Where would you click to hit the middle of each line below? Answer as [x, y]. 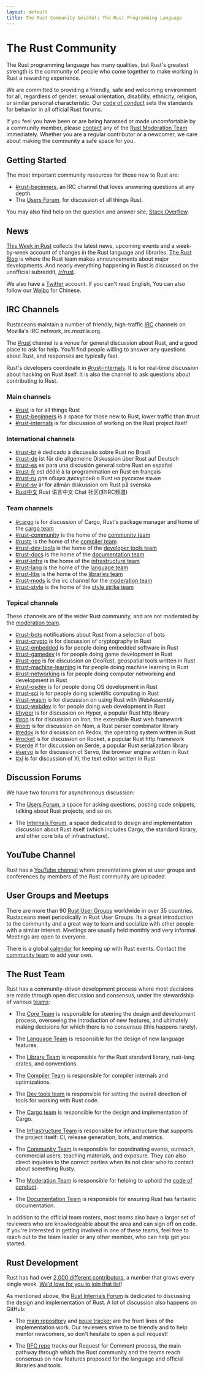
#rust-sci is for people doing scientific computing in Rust [87, 693]
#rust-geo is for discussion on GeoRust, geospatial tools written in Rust [105, 661]
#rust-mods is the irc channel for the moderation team [84, 580]
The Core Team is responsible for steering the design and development [105, 1014]
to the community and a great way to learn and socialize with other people [100, 923]
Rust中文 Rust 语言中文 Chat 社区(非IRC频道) [71, 492]
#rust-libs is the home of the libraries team [69, 574]
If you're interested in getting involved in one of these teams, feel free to [97, 1230]
